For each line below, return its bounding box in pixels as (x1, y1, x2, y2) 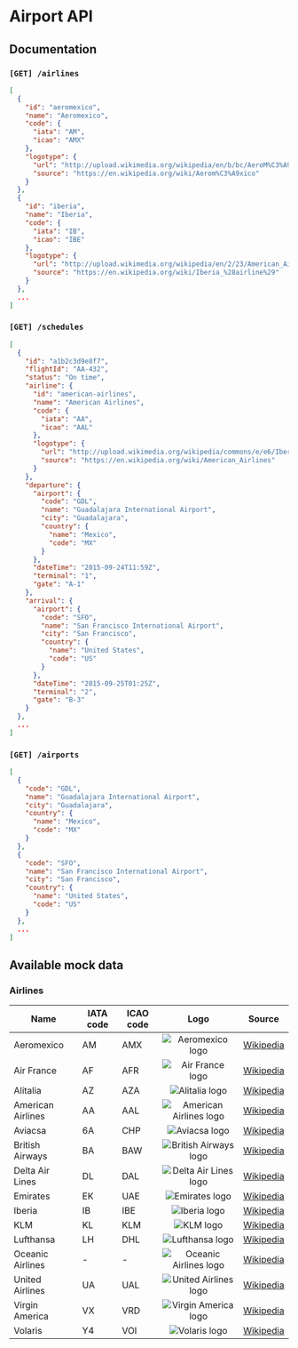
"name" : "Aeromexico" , (25, 111, 109, 120)
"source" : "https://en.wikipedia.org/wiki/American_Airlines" (41, 456, 276, 465)
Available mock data (9, 958, 124, 973)
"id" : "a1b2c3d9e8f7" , (25, 357, 109, 365)
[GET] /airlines (9, 68, 80, 78)
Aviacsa (13, 1125, 47, 1137)
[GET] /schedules (9, 322, 84, 333)
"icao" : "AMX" (32, 136, 86, 145)
